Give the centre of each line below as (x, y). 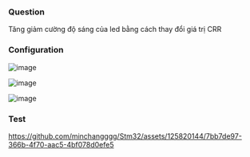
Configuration (36, 50)
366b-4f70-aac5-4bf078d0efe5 (61, 144)
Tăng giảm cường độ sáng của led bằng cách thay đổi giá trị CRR (115, 29)
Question (27, 12)
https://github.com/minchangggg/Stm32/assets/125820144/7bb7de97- (125, 136)
